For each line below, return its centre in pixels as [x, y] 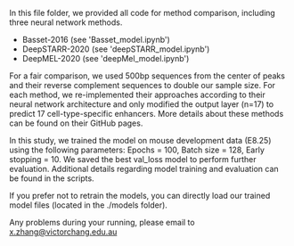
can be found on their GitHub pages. [76, 123]
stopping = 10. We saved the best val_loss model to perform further [133, 159]
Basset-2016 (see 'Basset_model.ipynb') [96, 40]
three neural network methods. [66, 22]
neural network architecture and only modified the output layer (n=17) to [142, 104]
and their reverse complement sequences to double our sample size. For [143, 85]
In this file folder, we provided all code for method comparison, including [143, 13]
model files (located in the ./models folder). [88, 205]
